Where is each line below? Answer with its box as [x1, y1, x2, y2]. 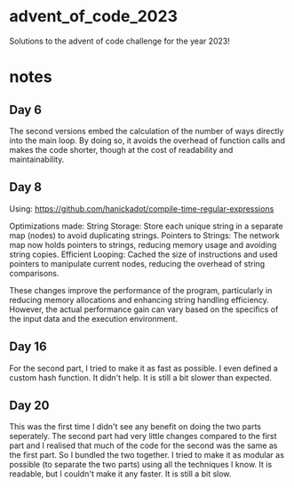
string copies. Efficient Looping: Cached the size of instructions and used [9, 249, 278, 260]
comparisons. [9, 268, 60, 278]
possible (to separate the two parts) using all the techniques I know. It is [9, 460, 273, 470]
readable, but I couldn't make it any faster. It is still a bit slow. [9, 468, 232, 479]
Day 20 [9, 397, 51, 412]
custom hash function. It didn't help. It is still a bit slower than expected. [9, 372, 273, 383]
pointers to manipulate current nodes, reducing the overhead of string [9, 258, 266, 268]
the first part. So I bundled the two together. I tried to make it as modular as [9, 450, 284, 460]
